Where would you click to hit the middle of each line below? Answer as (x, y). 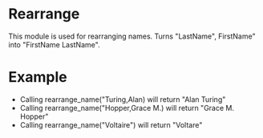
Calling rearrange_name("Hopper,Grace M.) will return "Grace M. (127, 108)
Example (38, 77)
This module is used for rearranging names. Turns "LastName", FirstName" (132, 36)
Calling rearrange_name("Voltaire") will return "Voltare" (111, 124)
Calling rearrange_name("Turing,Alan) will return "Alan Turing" (123, 99)
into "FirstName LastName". (54, 44)
